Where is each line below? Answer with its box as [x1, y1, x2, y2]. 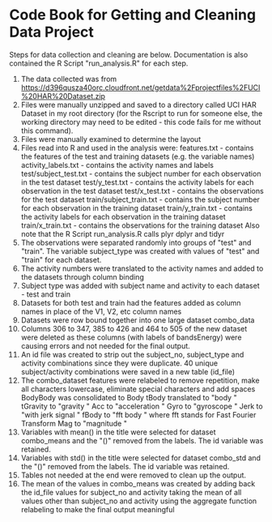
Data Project [9, 23, 94, 41]
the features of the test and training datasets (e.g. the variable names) [20, 152, 255, 161]
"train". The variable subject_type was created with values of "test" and [20, 246, 260, 256]
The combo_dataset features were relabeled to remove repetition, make [20, 375, 260, 385]
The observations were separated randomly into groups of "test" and [20, 237, 252, 247]
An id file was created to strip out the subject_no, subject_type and [20, 349, 244, 359]
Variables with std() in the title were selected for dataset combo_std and [20, 452, 261, 463]
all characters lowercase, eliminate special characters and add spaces [20, 383, 256, 394]
